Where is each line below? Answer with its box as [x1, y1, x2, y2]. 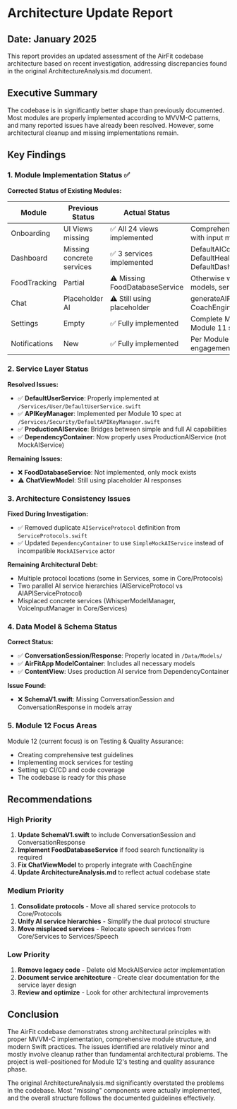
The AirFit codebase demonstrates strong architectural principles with [7, 1027, 211, 1036]
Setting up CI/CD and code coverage [17, 765, 125, 774]
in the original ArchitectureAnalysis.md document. [7, 67, 153, 75]
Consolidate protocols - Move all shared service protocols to [17, 902, 196, 911]
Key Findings [7, 149, 66, 161]
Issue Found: [7, 682, 47, 690]
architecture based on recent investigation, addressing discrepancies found [7, 59, 227, 68]
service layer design [17, 980, 77, 989]
